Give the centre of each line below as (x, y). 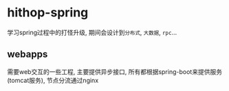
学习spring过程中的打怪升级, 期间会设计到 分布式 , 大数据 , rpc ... (92, 32)
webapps (28, 54)
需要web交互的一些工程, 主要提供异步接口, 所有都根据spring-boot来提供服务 (115, 71)
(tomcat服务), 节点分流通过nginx (53, 80)
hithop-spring (48, 13)
